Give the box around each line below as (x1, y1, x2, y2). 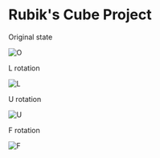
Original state (8, 32, 53, 42)
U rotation (8, 94, 42, 103)
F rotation (8, 125, 40, 135)
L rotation (8, 63, 40, 73)
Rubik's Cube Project (8, 6, 153, 24)
